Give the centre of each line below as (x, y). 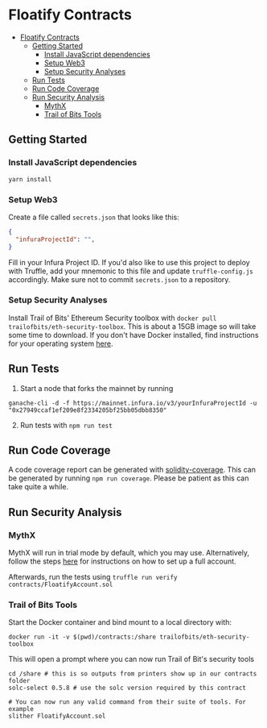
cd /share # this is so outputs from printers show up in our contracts (133, 674)
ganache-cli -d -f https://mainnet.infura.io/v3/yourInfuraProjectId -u (133, 403)
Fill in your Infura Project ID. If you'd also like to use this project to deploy (129, 262)
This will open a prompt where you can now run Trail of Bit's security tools (131, 659)
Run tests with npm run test (66, 425)
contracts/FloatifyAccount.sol (61, 585)
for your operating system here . (61, 343)
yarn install (30, 179)
